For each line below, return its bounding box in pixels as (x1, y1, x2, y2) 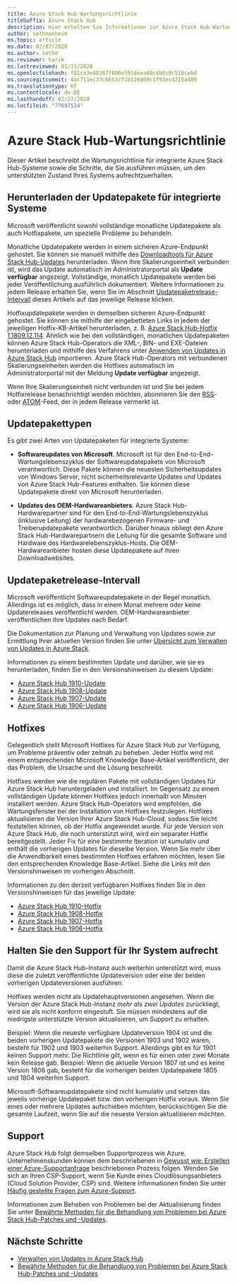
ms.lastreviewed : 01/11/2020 (7, 63, 93, 70)
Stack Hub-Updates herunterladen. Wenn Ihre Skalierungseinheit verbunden (7, 257, 229, 265)
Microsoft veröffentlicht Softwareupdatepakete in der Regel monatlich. (7, 593, 212, 602)
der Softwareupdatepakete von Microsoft (85, 458, 206, 466)
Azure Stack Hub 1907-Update (17, 694, 107, 703)
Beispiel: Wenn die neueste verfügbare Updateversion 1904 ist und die (7, 1028, 213, 1036)
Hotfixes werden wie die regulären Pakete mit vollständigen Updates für (7, 777, 217, 786)
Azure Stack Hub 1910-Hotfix (17, 902, 102, 911)
